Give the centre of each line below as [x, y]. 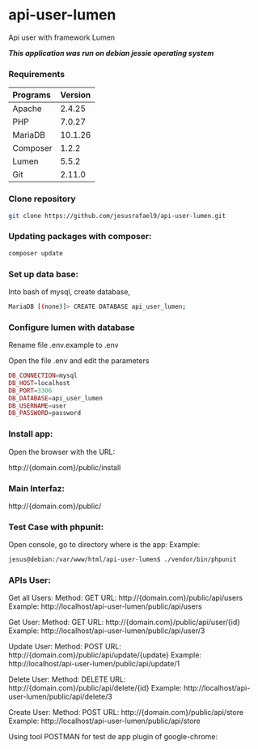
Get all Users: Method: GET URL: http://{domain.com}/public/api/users [126, 598]
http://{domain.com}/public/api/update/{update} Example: [105, 655]
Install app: [31, 434]
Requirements [37, 74]
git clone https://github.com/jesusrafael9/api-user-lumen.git [117, 216]
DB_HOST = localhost [39, 383]
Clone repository [42, 199]
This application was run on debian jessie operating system [111, 53]
